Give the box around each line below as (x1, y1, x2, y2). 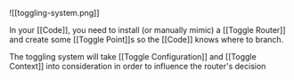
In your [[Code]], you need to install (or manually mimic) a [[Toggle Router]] (9, 25, 287, 35)
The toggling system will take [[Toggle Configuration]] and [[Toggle (9, 52, 257, 61)
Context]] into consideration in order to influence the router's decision (9, 61, 266, 71)
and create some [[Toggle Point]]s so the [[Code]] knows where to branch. (9, 35, 284, 44)
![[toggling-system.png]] (9, 8, 100, 18)
